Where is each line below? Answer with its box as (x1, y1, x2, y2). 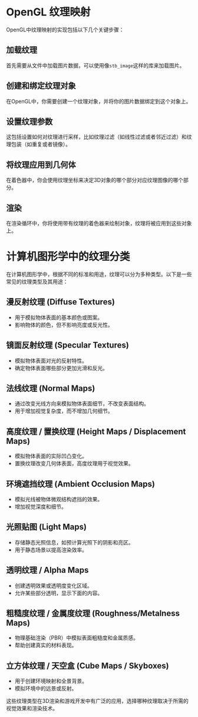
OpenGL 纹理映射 (6, 5, 91, 19)
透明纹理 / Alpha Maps (6, 565, 89, 575)
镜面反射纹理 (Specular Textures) (6, 340, 130, 351)
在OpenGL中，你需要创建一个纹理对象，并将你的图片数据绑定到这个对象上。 (6, 98, 192, 105)
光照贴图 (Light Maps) (6, 522, 87, 532)
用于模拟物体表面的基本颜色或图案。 (14, 314, 103, 321)
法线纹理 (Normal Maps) (6, 383, 95, 393)
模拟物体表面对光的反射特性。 (14, 357, 87, 364)
